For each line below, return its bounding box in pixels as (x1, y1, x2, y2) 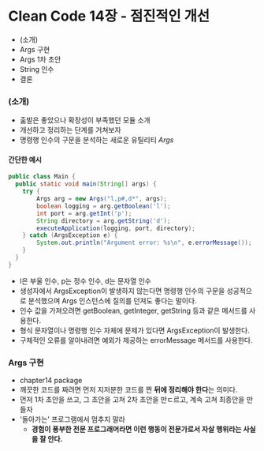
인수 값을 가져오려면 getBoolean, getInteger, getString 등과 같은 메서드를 (19, 306, 248, 315)
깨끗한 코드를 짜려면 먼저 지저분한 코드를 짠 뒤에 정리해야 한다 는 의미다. (19, 385, 238, 395)
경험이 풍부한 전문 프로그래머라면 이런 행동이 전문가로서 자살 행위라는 (31, 424, 242, 434)
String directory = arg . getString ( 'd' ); (36, 216, 171, 225)
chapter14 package (19, 376, 83, 385)
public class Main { (8, 173, 76, 181)
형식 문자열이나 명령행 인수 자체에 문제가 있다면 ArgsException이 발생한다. (19, 325, 250, 335)
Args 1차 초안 (19, 54, 61, 64)
